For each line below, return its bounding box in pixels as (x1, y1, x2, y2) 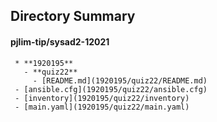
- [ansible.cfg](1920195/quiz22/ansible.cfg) (14, 84, 208, 94)
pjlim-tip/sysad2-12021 (10, 35, 110, 48)
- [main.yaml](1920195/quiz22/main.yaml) (14, 102, 190, 112)
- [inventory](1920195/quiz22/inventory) (14, 93, 190, 103)
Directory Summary (10, 8, 136, 25)
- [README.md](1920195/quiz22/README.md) (32, 75, 208, 86)
